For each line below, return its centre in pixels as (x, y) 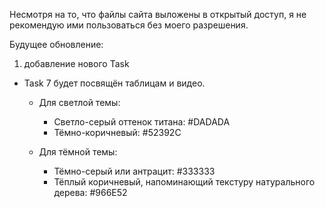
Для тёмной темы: (78, 152)
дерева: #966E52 (90, 192)
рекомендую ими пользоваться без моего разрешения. (129, 25)
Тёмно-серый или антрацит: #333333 (134, 171)
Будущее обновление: (56, 44)
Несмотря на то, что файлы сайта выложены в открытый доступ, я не (158, 14)
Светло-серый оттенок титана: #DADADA (142, 122)
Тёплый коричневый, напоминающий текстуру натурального (184, 182)
